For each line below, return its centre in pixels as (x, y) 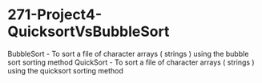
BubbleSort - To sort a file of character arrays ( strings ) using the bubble (128, 53)
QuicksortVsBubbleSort (89, 32)
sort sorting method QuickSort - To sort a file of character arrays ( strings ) (131, 62)
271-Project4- (54, 15)
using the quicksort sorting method (65, 70)
